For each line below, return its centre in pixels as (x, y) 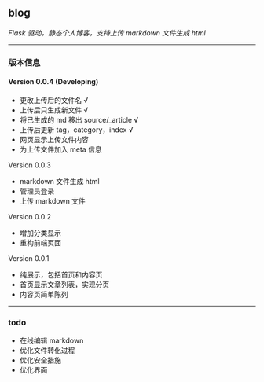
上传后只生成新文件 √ (54, 110)
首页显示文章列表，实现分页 (64, 284)
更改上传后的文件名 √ (54, 100)
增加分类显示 (40, 233)
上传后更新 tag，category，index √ (76, 130)
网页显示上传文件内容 (54, 139)
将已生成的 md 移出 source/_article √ (79, 119)
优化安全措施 (40, 360)
